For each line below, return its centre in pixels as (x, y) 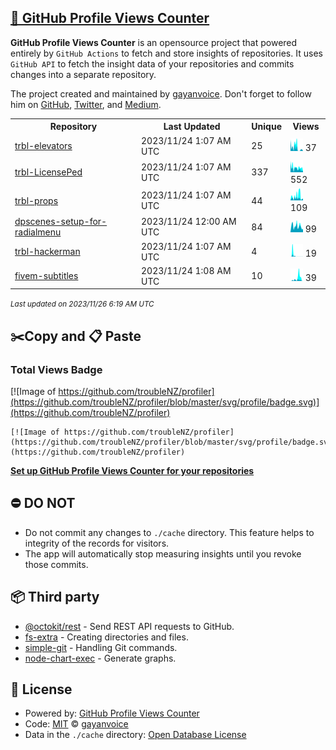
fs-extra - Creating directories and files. (106, 637)
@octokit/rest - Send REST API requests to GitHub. (129, 626)
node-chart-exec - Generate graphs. (100, 658)
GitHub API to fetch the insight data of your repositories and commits (152, 63)
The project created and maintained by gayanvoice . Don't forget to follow (161, 93)
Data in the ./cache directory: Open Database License (135, 735)
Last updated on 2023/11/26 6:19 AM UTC (82, 304)
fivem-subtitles (46, 276)
